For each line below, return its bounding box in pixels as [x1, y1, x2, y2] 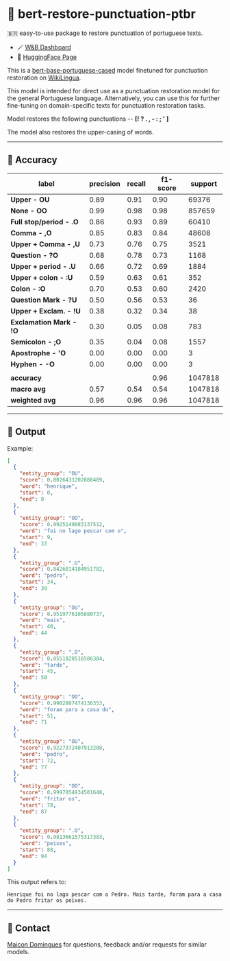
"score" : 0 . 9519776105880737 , [19, 610, 106, 617]
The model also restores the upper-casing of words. [7, 128, 154, 136]
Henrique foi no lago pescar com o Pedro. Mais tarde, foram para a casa [7, 891, 222, 898]
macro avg [10, 384, 46, 394]
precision [88, 178, 121, 188]
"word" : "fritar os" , [19, 795, 81, 802]
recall [127, 178, 146, 188]
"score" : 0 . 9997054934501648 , [19, 789, 106, 796]
